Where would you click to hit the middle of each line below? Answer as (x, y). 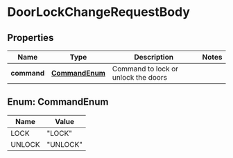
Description (154, 57)
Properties (31, 38)
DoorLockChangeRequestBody (99, 12)
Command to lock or (145, 69)
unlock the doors (140, 77)
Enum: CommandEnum (58, 102)
